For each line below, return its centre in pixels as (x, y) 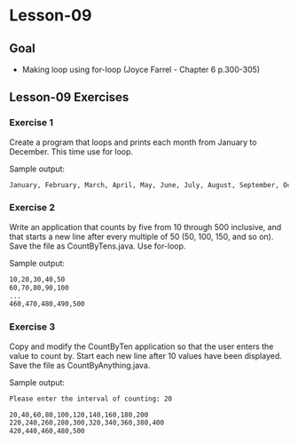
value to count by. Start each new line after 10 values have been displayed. (145, 355)
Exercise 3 (32, 327)
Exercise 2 (32, 208)
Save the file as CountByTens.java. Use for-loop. (98, 246)
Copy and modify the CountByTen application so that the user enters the (141, 346)
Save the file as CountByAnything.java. (80, 365)
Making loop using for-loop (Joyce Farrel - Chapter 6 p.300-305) (141, 69)
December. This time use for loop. (71, 151)
